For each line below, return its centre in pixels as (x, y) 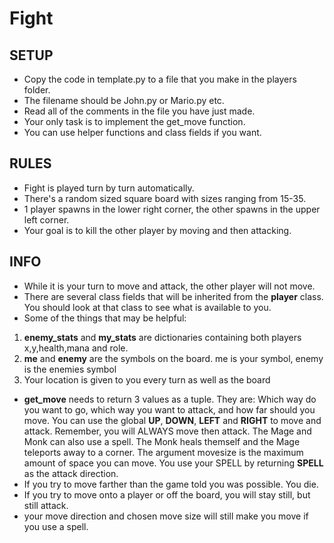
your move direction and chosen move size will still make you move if (166, 516)
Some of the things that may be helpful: (105, 318)
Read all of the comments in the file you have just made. (139, 111)
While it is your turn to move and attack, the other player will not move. (169, 286)
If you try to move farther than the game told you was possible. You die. (171, 484)
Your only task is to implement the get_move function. (134, 121)
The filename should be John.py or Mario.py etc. (124, 100)
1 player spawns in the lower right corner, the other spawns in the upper (172, 209)
